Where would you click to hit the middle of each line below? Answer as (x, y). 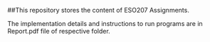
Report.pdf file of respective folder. (59, 31)
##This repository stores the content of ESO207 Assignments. (99, 10)
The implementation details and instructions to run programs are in (105, 23)
